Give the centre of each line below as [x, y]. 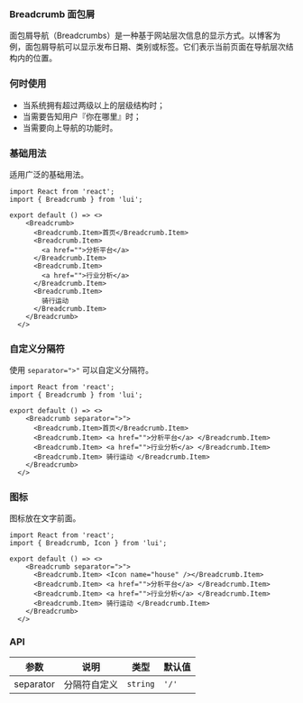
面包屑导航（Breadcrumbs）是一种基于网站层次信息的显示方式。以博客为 [145, 36]
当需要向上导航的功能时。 [70, 127]
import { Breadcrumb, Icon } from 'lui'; [88, 543]
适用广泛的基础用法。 [49, 174]
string [141, 684]
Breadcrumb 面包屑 [52, 14]
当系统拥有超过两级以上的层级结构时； [93, 105]
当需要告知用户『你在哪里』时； [82, 116]
